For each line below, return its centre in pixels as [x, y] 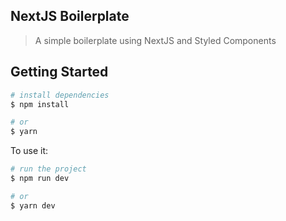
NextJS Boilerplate [70, 16]
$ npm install [40, 104]
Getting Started [59, 72]
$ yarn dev [33, 205]
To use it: [29, 151]
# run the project [48, 169]
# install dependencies [60, 95]
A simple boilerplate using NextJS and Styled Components [155, 40]
